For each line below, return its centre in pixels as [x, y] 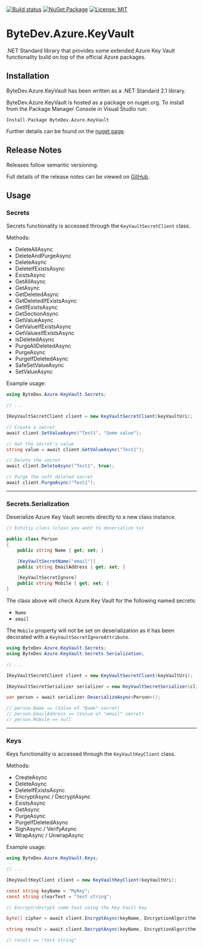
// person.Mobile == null [39, 720]
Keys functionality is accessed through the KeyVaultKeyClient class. [91, 754]
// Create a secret [31, 427]
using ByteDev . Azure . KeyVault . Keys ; [52, 858]
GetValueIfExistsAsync [43, 326]
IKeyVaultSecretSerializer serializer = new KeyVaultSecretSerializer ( [98, 686]
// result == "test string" [42, 941]
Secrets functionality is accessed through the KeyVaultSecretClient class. [98, 226]
